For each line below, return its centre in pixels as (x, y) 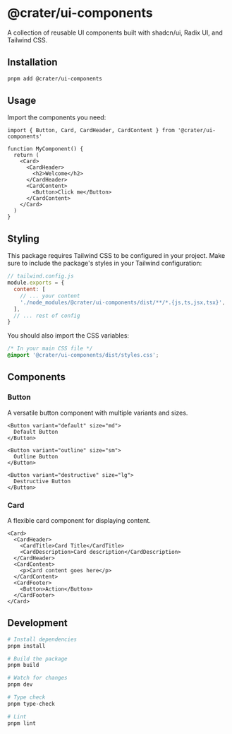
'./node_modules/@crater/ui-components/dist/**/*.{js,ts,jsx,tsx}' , (123, 302)
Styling (24, 238)
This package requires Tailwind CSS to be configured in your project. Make (116, 256)
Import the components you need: (57, 117)
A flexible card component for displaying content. (79, 520)
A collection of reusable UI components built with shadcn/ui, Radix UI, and (115, 32)
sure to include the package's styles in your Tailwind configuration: (105, 264)
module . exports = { (36, 283)
